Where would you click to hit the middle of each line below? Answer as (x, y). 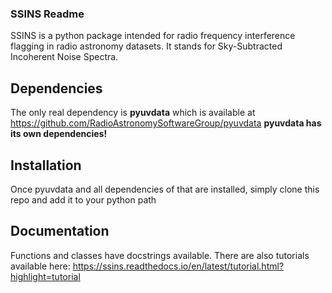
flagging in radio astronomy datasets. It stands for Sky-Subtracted (146, 46)
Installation (46, 165)
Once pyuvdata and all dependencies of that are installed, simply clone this (165, 189)
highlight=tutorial (45, 276)
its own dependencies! (59, 134)
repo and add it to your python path (83, 199)
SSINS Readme (47, 14)
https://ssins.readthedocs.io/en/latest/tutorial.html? (178, 266)
